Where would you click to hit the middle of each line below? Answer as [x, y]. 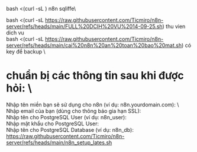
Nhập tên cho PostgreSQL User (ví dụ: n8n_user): [67, 117]
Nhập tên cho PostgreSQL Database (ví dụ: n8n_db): [70, 129]
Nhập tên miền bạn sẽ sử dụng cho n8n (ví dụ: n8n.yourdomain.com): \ [93, 104]
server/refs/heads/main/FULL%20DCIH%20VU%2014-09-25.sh [84, 26]
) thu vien [174, 26]
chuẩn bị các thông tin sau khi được [95, 76]
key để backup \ [26, 52]
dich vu [15, 33]
